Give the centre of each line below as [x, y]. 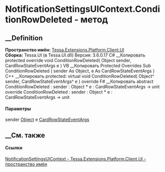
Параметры [18, 109]
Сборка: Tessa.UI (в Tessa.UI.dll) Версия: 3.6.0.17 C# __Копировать [75, 55]
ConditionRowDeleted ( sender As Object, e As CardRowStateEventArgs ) [80, 71]
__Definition [24, 38]
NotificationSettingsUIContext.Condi [82, 9]
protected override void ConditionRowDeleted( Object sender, [68, 60]
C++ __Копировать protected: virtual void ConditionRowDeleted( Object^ [80, 76]
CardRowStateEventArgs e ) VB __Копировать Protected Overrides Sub [78, 66]
